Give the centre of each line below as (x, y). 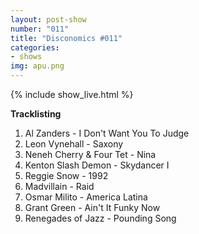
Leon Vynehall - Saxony (74, 144)
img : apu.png (37, 66)
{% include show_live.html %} (72, 94)
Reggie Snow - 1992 (66, 175)
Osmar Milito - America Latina (86, 197)
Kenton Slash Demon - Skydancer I (97, 165)
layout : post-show (48, 19)
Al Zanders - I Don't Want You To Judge (107, 133)
